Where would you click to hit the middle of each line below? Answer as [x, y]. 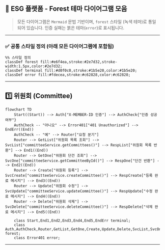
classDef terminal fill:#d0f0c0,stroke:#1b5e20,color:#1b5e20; [71, 71]
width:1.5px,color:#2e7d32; [34, 66]
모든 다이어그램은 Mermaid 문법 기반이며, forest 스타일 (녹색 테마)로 [82, 22]
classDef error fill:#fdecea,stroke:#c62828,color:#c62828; [68, 75]
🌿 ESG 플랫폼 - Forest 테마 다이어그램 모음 [66, 9]
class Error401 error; [37, 238]
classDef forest [22, 62]
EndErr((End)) [20, 129]
